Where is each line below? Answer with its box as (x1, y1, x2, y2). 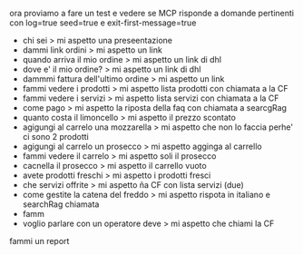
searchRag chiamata (22, 199, 100, 210)
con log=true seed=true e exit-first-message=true (9, 17, 197, 28)
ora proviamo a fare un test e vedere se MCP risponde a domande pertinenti (9, 8, 295, 18)
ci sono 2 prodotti (22, 132, 89, 142)
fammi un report (9, 236, 70, 246)
